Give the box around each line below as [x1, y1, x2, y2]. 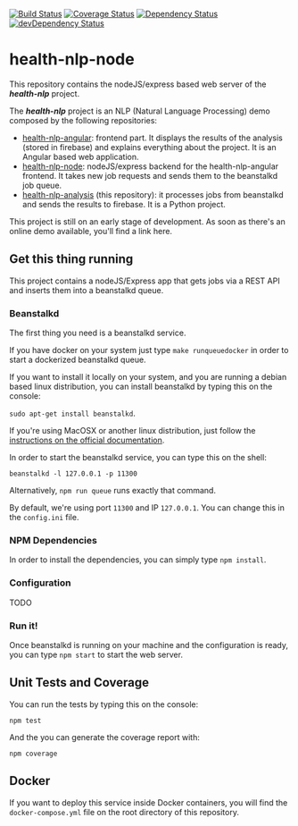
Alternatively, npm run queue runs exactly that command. [9, 485, 217, 496]
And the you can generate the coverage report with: [9, 731, 201, 742]
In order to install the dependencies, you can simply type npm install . [9, 554, 267, 565]
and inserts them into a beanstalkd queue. [9, 284, 164, 295]
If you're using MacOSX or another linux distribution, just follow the [9, 426, 256, 436]
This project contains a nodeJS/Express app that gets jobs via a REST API [9, 275, 280, 286]
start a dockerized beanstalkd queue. [9, 354, 146, 366]
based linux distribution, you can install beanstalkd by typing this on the [9, 381, 273, 392]
